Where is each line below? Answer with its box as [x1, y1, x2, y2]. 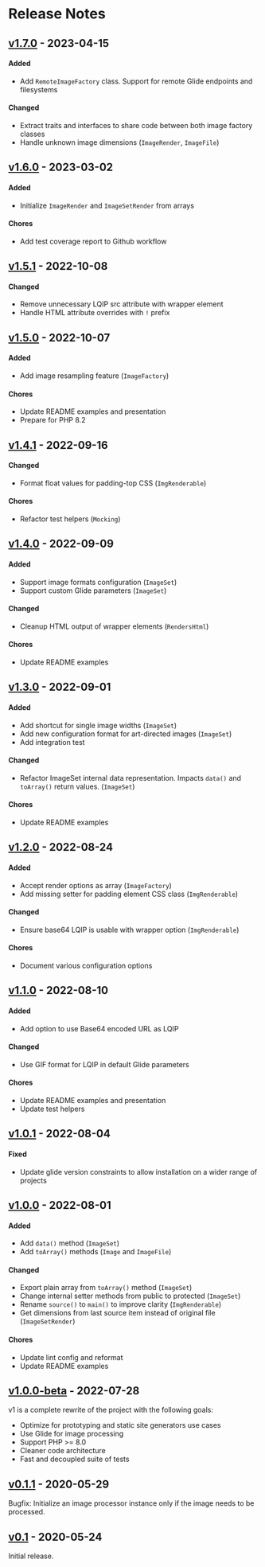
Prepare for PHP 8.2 [19, 415, 86, 425]
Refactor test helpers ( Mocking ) [19, 514, 121, 524]
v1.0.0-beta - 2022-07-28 [8, 1384, 140, 1397]
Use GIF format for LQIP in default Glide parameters [19, 1059, 189, 1069]
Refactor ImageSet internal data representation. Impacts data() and [19, 773, 241, 782]
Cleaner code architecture [19, 1446, 106, 1456]
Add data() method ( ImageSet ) [19, 1238, 120, 1248]
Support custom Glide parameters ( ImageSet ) [19, 586, 167, 595]
